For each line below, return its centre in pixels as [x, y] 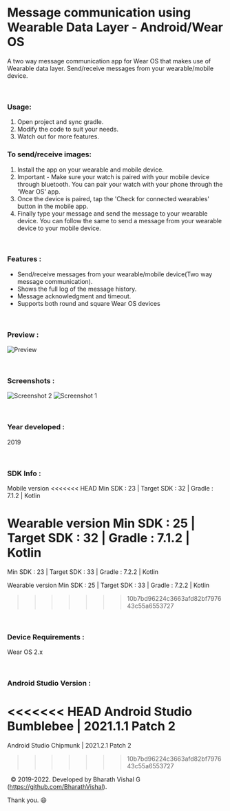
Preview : [23, 334]
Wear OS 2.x [25, 652]
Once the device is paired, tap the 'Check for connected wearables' [113, 198]
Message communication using [99, 13]
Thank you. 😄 [27, 800]
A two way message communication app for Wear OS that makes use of [109, 61]
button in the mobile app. [52, 206]
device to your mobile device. [59, 228]
